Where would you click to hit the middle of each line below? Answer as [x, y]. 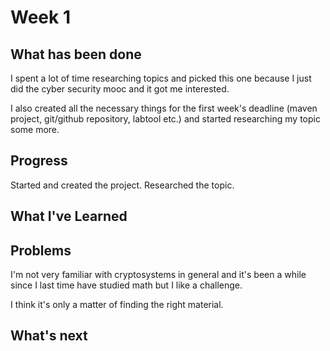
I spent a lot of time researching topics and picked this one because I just [161, 78]
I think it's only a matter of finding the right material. [117, 305]
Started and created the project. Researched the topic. [122, 185]
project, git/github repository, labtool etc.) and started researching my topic [165, 119]
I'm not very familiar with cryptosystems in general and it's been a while [158, 275]
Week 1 [40, 17]
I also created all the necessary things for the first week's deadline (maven [164, 108]
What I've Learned [69, 216]
